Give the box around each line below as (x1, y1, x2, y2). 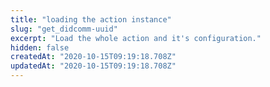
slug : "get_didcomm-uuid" (10, 24, 118, 34)
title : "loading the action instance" (10, 14, 172, 25)
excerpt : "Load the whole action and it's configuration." (10, 33, 262, 43)
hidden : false (10, 42, 70, 53)
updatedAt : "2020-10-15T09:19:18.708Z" (10, 61, 177, 71)
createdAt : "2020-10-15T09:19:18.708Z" (10, 52, 177, 62)
